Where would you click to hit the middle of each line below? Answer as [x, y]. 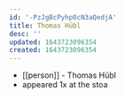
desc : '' [25, 34]
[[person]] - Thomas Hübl [69, 75]
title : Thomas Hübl [45, 26]
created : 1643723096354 [53, 50]
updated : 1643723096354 [53, 42]
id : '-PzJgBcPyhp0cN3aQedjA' [63, 17]
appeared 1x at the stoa [65, 85]
